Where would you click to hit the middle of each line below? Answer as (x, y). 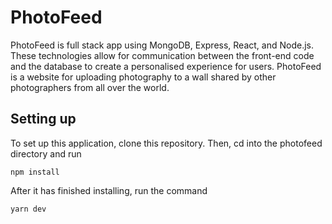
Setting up (43, 119)
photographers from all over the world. (90, 87)
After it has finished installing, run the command (109, 190)
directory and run (46, 153)
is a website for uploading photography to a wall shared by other (143, 77)
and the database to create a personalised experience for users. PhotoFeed (166, 66)
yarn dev (28, 209)
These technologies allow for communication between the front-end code (162, 55)
